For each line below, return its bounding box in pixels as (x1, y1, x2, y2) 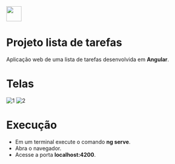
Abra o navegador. (15, 145, 62, 152)
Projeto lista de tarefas (6, 36, 122, 50)
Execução (6, 118, 58, 132)
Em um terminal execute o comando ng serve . (15, 138, 131, 145)
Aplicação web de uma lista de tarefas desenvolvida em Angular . (6, 56, 170, 63)
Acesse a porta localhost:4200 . (15, 151, 96, 158)
